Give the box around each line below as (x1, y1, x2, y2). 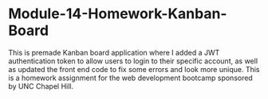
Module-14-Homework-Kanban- (8, 5, 227, 23)
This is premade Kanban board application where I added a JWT (8, 48, 220, 57)
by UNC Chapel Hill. (8, 81, 74, 91)
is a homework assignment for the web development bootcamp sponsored (8, 73, 253, 82)
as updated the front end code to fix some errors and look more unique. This (8, 64, 260, 74)
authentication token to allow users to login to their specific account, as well (8, 56, 258, 66)
